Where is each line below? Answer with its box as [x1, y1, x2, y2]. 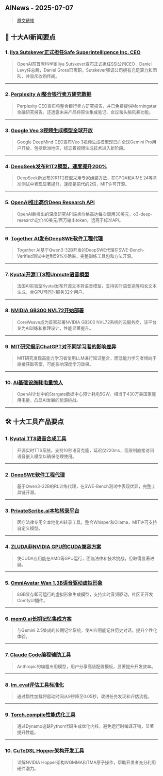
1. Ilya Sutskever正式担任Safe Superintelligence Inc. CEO [5, 49, 141, 56]
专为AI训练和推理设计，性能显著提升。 [16, 325, 94, 331]
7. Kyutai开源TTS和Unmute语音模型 [5, 271, 90, 278]
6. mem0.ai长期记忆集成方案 [5, 615, 72, 622]
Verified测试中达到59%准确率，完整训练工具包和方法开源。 [16, 253, 136, 259]
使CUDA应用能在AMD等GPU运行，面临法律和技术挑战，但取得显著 [16, 555, 150, 561]
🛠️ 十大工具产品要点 [5, 417, 64, 426]
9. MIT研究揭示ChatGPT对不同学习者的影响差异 [5, 343, 116, 350]
